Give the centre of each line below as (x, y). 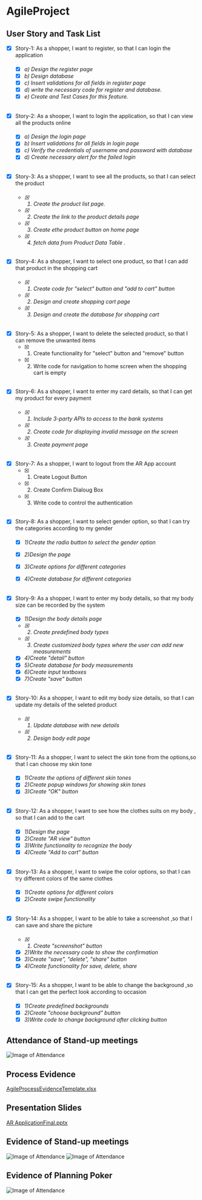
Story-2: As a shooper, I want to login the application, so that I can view (104, 116)
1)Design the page (47, 831)
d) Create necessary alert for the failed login (80, 157)
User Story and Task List (53, 34)
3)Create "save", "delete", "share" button (76, 959)
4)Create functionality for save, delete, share (81, 966)
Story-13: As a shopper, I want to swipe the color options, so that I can (103, 871)
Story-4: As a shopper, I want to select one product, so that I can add (101, 261)
